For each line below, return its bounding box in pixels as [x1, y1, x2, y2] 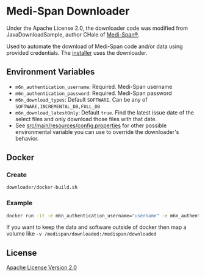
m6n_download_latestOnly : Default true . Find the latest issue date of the [15, 108, 194, 116]
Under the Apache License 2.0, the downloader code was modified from [6, 24, 188, 32]
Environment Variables [6, 67, 95, 77]
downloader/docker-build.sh [6, 184, 78, 191]
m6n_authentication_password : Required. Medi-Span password [15, 89, 172, 97]
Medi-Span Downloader [6, 4, 130, 18]
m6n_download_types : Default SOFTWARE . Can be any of [15, 96, 148, 103]
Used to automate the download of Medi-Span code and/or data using [6, 43, 183, 50]
